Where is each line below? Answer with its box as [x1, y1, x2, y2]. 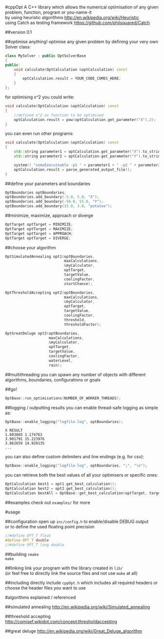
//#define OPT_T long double [5, 542, 64, 547]
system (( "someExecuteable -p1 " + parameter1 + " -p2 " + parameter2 [14, 163, 161, 167]
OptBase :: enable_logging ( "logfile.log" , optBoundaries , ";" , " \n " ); [5, 463, 147, 468]
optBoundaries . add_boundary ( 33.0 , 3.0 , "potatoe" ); [5, 204, 112, 209]
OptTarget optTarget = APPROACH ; [5, 231, 73, 236]
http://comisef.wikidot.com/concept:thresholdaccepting [5, 618, 117, 624]
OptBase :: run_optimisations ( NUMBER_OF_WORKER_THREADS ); [5, 396, 121, 401]
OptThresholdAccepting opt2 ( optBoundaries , [5, 290, 95, 295]
